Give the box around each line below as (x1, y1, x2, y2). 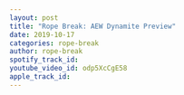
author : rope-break (9, 47, 83, 56)
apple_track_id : (9, 72, 71, 81)
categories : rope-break (9, 38, 100, 48)
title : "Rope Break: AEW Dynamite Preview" (9, 22, 177, 31)
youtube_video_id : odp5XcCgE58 (9, 64, 128, 73)
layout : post (9, 13, 59, 23)
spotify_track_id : (9, 55, 79, 64)
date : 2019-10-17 (9, 30, 75, 39)
